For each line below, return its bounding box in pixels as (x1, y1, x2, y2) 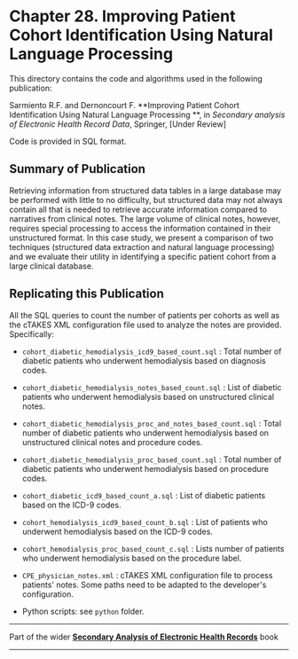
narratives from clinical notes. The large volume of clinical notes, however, (9, 213, 281, 224)
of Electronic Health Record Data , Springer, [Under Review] (9, 118, 227, 129)
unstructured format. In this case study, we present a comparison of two (9, 232, 274, 243)
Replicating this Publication (9, 286, 164, 302)
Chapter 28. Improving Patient (9, 6, 236, 27)
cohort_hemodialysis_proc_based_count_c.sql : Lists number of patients (21, 543, 285, 553)
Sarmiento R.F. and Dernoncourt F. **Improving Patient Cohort (9, 99, 239, 110)
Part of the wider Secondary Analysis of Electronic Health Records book (9, 632, 279, 642)
